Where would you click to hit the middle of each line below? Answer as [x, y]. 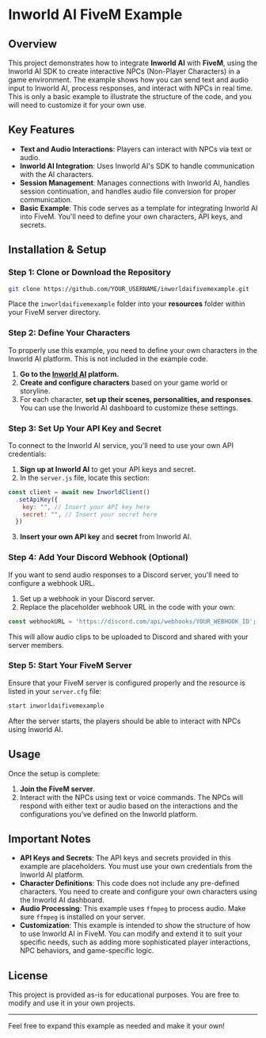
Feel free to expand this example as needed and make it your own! [117, 1026]
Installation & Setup [57, 250]
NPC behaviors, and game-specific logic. [87, 951]
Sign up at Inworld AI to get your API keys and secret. [108, 469]
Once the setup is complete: [54, 773]
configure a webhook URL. [52, 583]
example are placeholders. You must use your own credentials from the [136, 867]
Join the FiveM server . [57, 789]
